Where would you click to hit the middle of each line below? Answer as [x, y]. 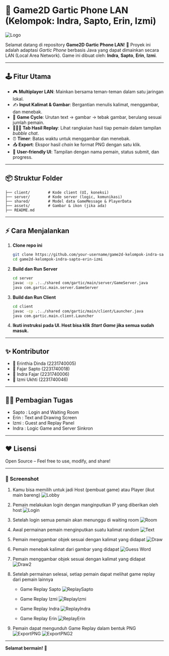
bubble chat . [26, 133]
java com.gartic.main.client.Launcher [53, 316]
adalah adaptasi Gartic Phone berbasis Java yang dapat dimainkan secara [82, 50]
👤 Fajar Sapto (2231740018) [41, 369]
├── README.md [20, 210]
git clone [23, 255]
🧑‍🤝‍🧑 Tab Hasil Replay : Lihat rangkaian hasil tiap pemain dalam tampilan [87, 127]
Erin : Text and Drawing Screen [45, 417]
